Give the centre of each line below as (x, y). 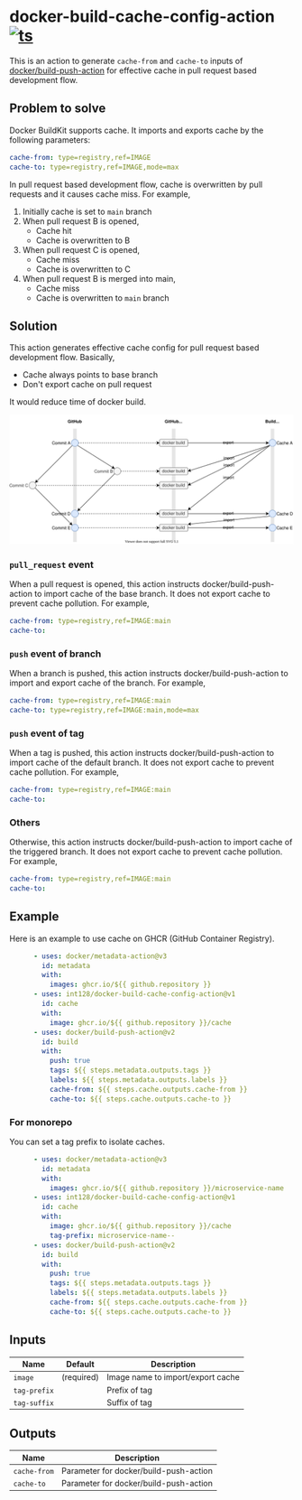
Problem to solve (58, 109)
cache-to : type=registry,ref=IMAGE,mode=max (94, 167)
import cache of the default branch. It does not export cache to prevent (142, 763)
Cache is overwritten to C (83, 269)
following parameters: (50, 140)
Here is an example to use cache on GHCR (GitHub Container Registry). (142, 938)
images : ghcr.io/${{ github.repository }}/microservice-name (166, 1188)
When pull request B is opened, (81, 221)
